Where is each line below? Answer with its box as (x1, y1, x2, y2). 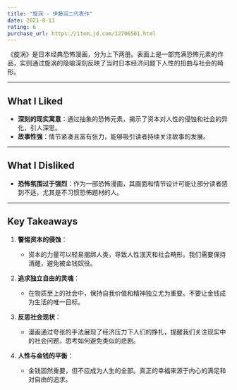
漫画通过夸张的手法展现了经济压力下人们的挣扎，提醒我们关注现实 (28, 327, 220, 336)
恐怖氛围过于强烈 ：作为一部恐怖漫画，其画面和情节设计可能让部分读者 (17, 179, 222, 187)
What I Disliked (7, 160, 75, 172)
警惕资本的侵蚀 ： (17, 235, 68, 244)
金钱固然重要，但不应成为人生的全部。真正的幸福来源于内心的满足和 (28, 366, 226, 375)
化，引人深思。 (17, 124, 61, 132)
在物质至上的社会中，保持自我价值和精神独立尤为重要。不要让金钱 (28, 289, 220, 297)
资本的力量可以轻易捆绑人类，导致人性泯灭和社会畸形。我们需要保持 (28, 250, 226, 258)
